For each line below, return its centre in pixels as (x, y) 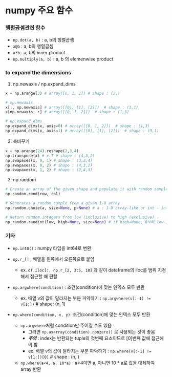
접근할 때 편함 (44, 276)
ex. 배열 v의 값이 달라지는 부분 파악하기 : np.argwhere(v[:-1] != (85, 298)
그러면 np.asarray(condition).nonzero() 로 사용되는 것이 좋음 (91, 331)
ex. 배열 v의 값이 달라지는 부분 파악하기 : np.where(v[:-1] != (90, 351)
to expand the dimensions (38, 73)
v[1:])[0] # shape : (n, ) (54, 357)
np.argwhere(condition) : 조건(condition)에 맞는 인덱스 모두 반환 (79, 287)
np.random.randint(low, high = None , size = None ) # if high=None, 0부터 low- (86, 222)
